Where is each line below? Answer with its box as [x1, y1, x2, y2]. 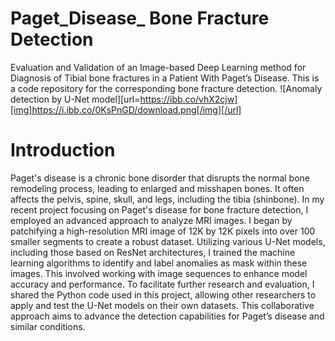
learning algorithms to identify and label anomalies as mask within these [10, 257, 308, 269]
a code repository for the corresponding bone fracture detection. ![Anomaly [10, 82, 323, 94]
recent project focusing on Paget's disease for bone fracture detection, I [10, 203, 309, 216]
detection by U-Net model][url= [10, 93, 141, 105]
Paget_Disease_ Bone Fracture [10, 7, 270, 30]
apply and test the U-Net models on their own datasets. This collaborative [10, 299, 315, 311]
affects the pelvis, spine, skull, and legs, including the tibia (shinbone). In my [10, 193, 325, 205]
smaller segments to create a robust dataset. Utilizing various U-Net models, [10, 235, 326, 247]
